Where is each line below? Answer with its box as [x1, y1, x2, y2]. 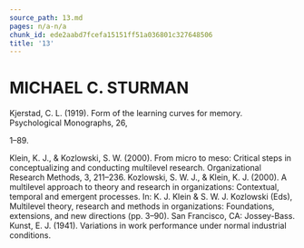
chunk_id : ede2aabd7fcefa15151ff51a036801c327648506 [9, 30, 213, 39]
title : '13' [9, 38, 54, 48]
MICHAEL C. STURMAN [9, 78, 189, 98]
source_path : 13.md [9, 13, 83, 23]
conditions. [9, 230, 52, 241]
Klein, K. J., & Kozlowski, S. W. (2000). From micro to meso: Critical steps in [9, 153, 292, 164]
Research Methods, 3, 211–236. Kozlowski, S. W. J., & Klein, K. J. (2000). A [9, 172, 288, 183]
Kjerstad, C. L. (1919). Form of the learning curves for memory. [9, 108, 243, 119]
